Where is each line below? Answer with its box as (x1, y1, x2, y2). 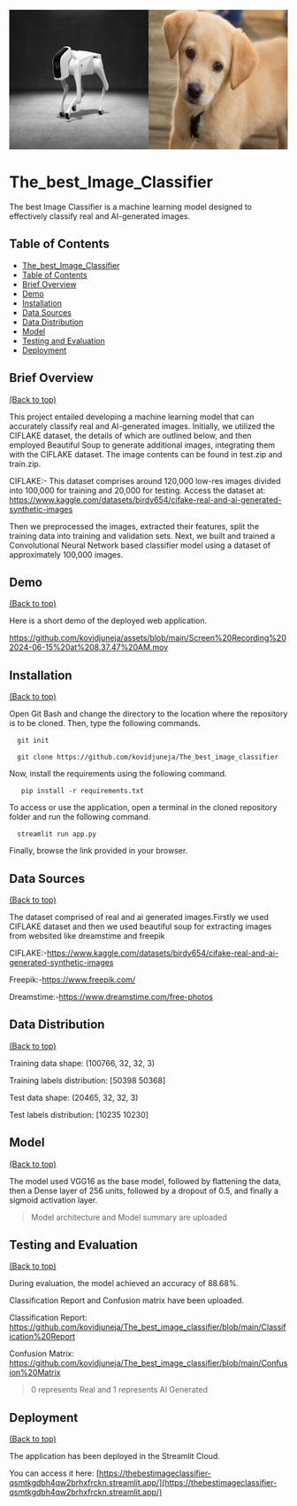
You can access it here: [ (9, 1468, 100, 1479)
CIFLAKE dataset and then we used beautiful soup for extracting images (9, 921, 272, 932)
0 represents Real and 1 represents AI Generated (30, 1385, 208, 1395)
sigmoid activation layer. (9, 1194, 98, 1206)
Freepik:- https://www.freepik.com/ (9, 974, 136, 985)
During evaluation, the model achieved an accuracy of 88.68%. (9, 1278, 240, 1289)
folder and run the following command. (9, 812, 151, 823)
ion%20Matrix (9, 1367, 61, 1378)
